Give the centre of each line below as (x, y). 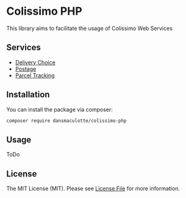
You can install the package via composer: (59, 109)
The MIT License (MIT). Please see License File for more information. (93, 189)
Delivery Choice (35, 62)
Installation (28, 95)
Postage (26, 69)
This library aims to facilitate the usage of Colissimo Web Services (89, 28)
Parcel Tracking (35, 75)
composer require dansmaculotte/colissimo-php (66, 121)
